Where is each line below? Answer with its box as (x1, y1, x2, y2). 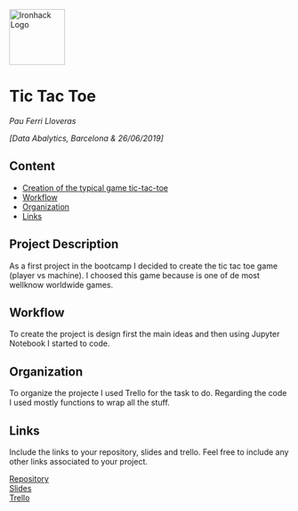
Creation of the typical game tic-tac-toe (21, 182, 169, 193)
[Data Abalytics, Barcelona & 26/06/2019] (9, 133, 165, 144)
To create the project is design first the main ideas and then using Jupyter (9, 329, 280, 340)
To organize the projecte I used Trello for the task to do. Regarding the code (9, 388, 287, 399)
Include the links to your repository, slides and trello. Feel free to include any (9, 447, 289, 457)
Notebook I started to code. (9, 338, 110, 349)
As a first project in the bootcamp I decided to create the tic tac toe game (9, 260, 278, 271)
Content (9, 159, 56, 174)
